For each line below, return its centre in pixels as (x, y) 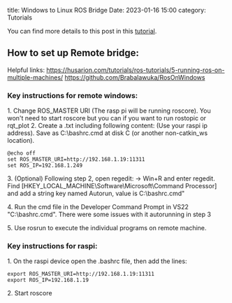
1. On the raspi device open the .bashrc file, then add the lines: (97, 261)
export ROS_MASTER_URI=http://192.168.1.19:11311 (81, 274)
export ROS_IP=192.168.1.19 (48, 280)
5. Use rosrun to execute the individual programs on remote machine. (107, 228)
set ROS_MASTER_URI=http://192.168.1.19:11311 (76, 160)
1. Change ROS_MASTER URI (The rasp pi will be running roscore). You (109, 111)
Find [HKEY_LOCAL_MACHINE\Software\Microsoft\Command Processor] (112, 186)
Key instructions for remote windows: (73, 95)
